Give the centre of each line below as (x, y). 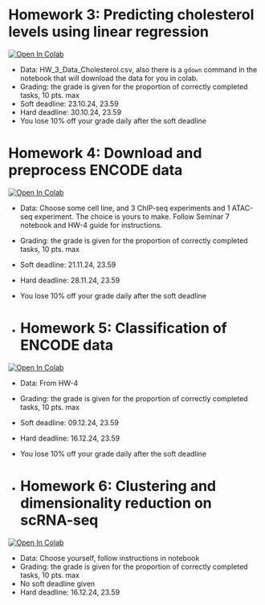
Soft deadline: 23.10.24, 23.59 (69, 104)
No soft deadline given (57, 583)
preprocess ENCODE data (96, 171)
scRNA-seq (59, 520)
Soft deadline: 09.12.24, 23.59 (69, 422)
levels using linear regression (108, 32)
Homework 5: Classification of (123, 329)
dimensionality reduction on (116, 503)
